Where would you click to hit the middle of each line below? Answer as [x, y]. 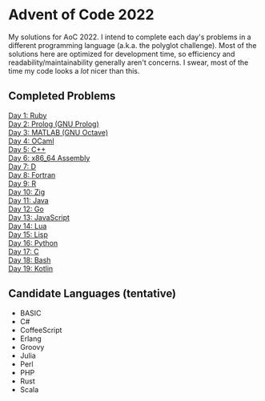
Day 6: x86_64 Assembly [49, 158]
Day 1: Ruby [28, 115]
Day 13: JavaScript [39, 217]
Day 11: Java [29, 200]
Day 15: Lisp [28, 235]
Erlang [30, 339]
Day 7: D [22, 166]
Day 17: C [24, 251]
